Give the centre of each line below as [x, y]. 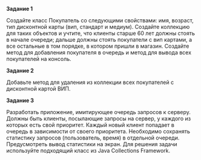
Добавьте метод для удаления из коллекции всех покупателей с [90, 82]
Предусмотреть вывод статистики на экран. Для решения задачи [92, 144]
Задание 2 [20, 71]
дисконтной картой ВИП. [38, 89]
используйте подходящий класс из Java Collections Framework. [88, 151]
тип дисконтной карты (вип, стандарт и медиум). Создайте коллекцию [98, 27]
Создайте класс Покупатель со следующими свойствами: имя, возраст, [100, 20]
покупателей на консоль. [39, 59]
